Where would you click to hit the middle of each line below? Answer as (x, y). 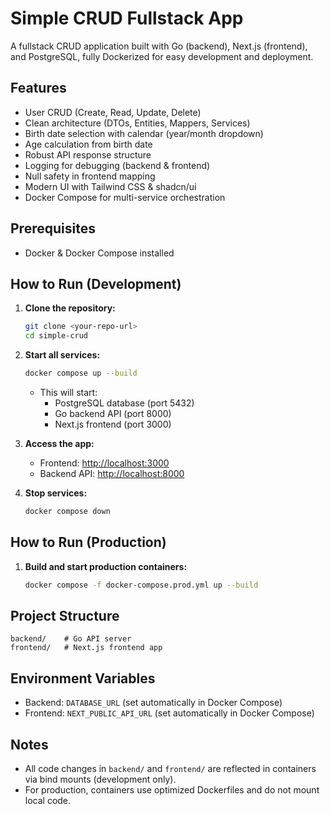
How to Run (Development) (96, 283)
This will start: (68, 392)
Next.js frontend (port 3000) (113, 424)
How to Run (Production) (88, 542)
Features (38, 88)
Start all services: (62, 355)
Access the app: (59, 443)
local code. (48, 800)
